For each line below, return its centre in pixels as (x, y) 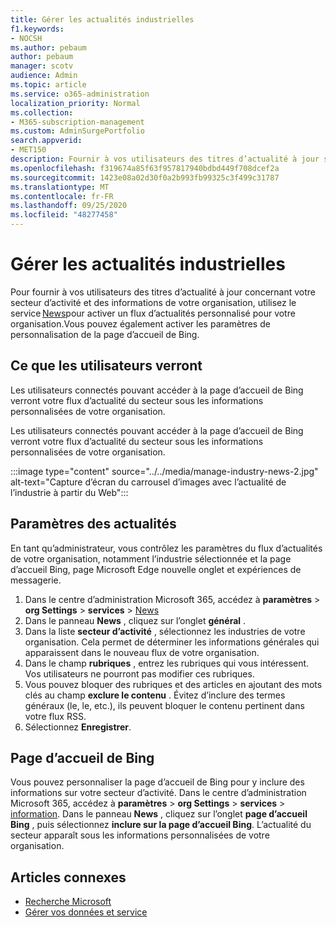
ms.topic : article (48, 85)
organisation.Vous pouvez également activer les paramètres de (140, 323)
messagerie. (36, 580)
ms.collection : (42, 112)
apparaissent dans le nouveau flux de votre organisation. (142, 652)
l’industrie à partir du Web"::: (69, 492)
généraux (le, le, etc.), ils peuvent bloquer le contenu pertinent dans (164, 705)
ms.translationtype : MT (60, 187)
